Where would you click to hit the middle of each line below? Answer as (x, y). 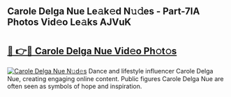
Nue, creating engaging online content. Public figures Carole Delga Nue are (115, 79)
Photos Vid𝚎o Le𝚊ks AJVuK (69, 23)
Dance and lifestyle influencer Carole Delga (151, 71)
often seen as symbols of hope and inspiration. (75, 86)
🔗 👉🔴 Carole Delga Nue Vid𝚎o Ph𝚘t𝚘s (92, 51)
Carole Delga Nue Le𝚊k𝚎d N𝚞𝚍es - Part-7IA (104, 11)
